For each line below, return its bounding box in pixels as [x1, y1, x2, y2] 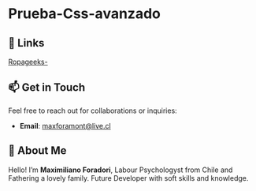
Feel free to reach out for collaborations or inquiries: [8, 106, 177, 115]
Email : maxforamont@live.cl [19, 121, 112, 130]
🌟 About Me [8, 144, 67, 158]
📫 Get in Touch [8, 81, 86, 95]
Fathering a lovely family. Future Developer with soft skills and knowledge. [8, 173, 249, 182]
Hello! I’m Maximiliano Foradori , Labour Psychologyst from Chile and [8, 165, 233, 174]
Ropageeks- [8, 57, 49, 66]
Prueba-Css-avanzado [8, 5, 161, 23]
